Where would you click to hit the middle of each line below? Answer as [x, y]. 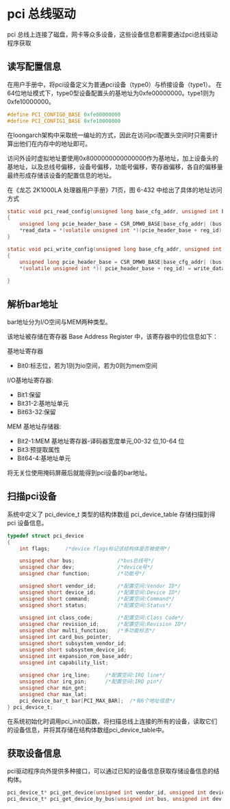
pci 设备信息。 [27, 522]
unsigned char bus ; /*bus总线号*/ [87, 561]
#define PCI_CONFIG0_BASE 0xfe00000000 [64, 114]
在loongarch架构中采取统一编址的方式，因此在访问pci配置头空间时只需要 [110, 135]
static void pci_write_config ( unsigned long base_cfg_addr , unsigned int [115, 249]
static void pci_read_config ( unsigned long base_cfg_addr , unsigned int [113, 211]
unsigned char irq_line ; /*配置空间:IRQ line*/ [92, 675]
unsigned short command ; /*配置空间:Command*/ [97, 599]
